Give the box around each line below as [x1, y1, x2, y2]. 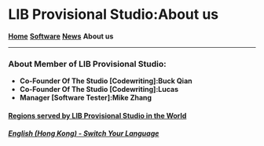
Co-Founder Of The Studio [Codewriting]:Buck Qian [19, 76, 192, 86]
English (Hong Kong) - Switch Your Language [8, 129, 159, 138]
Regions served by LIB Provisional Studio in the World [8, 111, 187, 120]
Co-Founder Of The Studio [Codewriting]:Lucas [19, 85, 179, 94]
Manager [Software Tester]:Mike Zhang [19, 93, 152, 103]
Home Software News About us [8, 31, 114, 41]
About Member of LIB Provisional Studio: [8, 58, 167, 69]
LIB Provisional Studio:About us [8, 5, 219, 24]
